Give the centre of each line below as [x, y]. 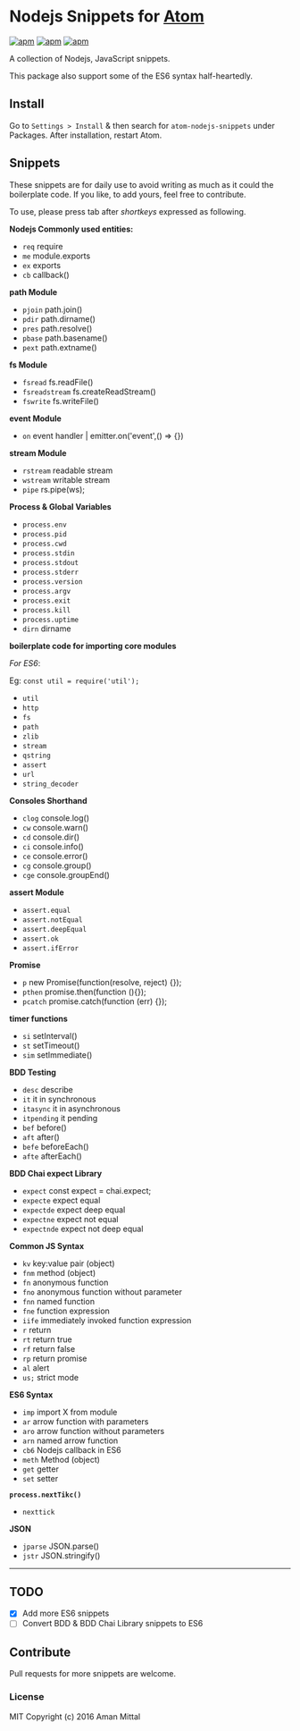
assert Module [37, 892]
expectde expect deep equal [74, 1210]
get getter [41, 1469]
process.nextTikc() [46, 1495]
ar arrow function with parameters [85, 1421]
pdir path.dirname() [59, 318]
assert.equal [46, 910]
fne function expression [66, 1311]
